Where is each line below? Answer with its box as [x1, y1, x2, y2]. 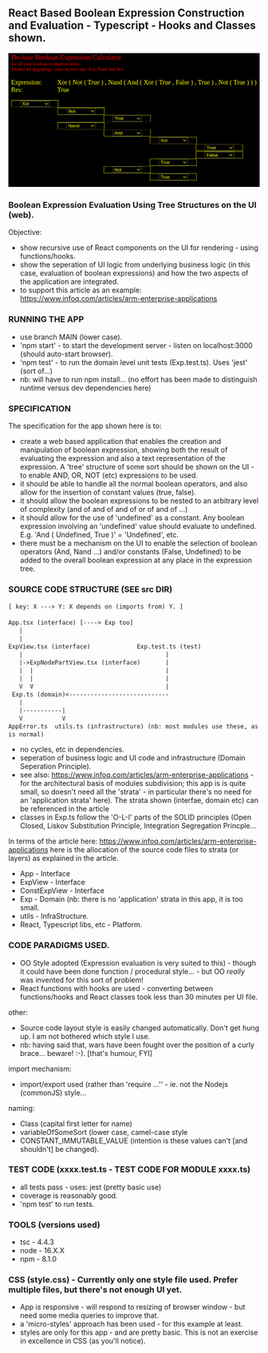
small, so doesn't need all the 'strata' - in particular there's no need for [19, 787, 253, 797]
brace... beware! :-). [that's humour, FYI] [19, 1048, 153, 1057]
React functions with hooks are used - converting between [19, 983, 214, 993]
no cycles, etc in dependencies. [19, 744, 125, 754]
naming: [8, 1103, 35, 1113]
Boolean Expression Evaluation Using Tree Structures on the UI [8, 199, 257, 210]
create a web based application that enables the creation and [19, 436, 222, 446]
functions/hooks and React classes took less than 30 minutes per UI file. [19, 992, 258, 1002]
